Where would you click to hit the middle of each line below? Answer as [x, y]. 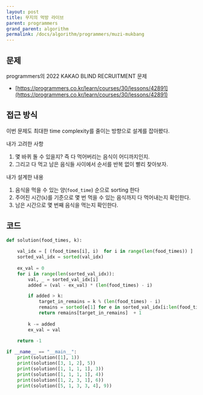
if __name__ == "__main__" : [42, 352]
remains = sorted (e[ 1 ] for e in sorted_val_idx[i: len [108, 307]
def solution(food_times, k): [44, 240]
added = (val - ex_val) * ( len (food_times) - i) [90, 285]
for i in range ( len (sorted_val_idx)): [66, 274]
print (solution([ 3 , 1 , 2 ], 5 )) [56, 364]
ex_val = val [44, 330]
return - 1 [30, 341]
